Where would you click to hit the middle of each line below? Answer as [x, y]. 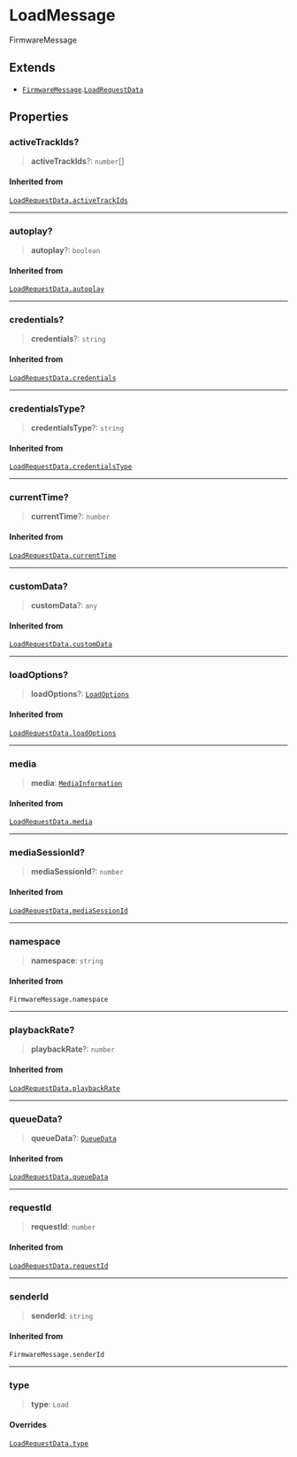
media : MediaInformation [76, 782]
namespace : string [67, 960]
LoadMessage [62, 15]
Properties [39, 117]
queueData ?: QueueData [73, 1137]
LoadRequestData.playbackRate [65, 1088]
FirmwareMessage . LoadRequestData [83, 89]
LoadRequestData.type [49, 1444]
